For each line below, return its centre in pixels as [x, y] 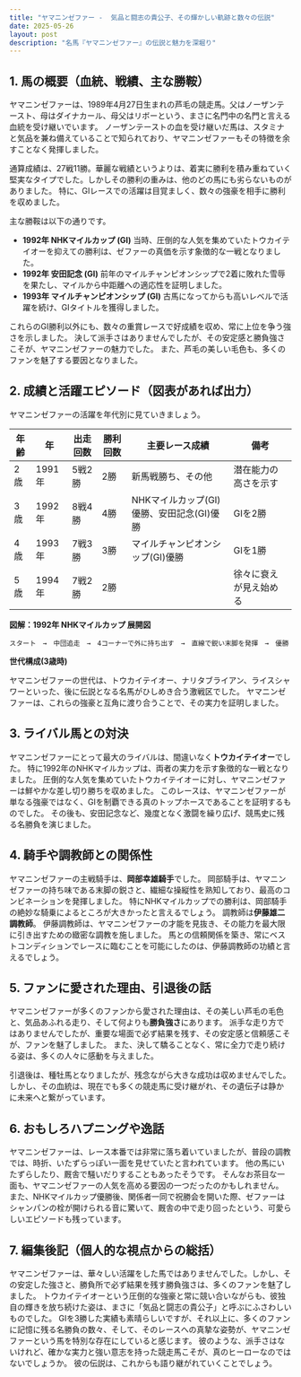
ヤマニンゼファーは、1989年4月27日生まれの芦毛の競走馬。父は [128, 105]
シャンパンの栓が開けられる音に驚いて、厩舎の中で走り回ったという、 [139, 1208]
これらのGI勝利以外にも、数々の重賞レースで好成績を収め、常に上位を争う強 [150, 327]
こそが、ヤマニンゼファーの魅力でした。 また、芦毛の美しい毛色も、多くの [148, 349]
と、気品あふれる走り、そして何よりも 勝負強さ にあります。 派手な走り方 [143, 1023]
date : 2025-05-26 [42, 26]
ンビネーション [37, 901]
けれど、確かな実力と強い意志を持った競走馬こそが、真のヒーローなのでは [154, 1352]
